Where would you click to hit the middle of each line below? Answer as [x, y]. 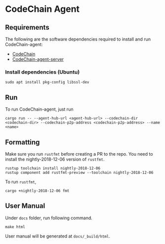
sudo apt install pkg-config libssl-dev [47, 82]
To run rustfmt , [21, 182]
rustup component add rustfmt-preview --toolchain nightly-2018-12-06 [79, 172]
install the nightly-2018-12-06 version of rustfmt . [55, 159]
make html [15, 227]
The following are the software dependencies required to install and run [78, 39]
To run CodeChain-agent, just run [39, 109]
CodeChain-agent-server [38, 59]
